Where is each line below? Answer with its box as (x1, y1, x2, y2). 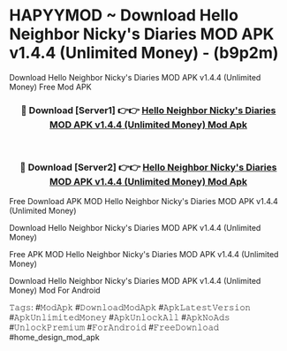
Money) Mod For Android (9, 285, 101, 295)
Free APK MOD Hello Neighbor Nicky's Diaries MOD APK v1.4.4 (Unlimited (9, 248, 279, 259)
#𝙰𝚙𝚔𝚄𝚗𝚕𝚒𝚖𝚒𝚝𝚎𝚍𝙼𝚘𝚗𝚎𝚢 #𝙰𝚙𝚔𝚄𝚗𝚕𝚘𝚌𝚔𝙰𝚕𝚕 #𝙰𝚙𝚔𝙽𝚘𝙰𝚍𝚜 (9, 311, 230, 323)
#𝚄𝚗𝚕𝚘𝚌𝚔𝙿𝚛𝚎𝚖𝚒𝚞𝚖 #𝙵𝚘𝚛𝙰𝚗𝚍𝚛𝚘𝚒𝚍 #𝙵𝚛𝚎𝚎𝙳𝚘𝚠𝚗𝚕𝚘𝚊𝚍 (9, 322, 219, 332)
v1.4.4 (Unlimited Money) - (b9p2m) (9, 43, 279, 63)
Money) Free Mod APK (9, 81, 92, 92)
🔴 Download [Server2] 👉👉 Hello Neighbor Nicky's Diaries (19, 161, 277, 173)
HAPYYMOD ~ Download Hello (9, 5, 238, 26)
